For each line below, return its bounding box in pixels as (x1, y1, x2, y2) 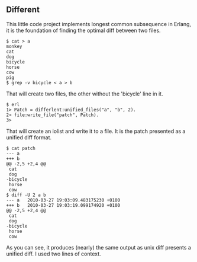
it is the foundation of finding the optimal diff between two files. (6, 27, 161, 34)
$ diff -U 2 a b (6, 192, 46, 198)
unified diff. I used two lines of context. (6, 250, 102, 257)
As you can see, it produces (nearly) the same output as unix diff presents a (6, 244, 191, 251)
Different (6, 5, 40, 15)
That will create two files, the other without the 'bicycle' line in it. (6, 90, 163, 97)
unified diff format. (6, 133, 52, 141)
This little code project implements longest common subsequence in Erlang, (6, 20, 191, 27)
